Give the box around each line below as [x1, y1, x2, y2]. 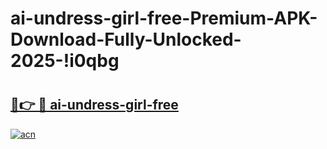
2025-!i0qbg [10, 50, 120, 72]
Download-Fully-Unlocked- [10, 28, 242, 51]
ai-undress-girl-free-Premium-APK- [10, 7, 318, 30]
